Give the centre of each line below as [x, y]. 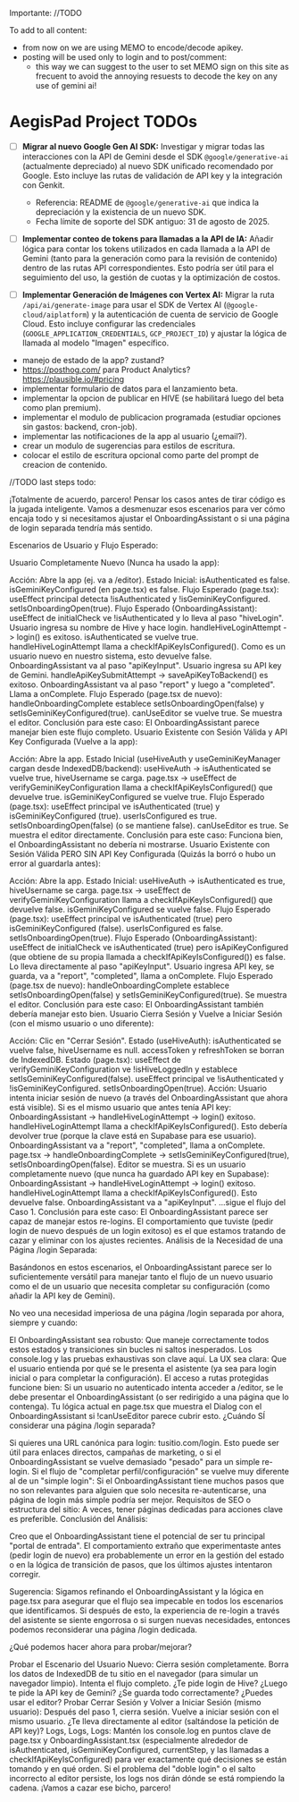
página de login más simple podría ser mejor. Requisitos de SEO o [130, 1500]
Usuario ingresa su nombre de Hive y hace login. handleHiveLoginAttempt [145, 628]
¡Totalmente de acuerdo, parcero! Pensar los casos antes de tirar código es [147, 499]
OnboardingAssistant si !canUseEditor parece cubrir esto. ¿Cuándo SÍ [137, 1416]
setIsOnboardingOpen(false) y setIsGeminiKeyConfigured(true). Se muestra [148, 995]
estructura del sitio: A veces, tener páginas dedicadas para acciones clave [146, 1509]
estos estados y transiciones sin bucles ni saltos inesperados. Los [131, 1349]
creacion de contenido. [65, 465]
